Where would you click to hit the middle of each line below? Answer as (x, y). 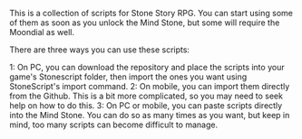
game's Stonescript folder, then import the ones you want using (128, 77)
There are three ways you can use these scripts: (100, 50)
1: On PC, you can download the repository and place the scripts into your (147, 67)
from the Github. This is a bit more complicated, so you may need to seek (146, 96)
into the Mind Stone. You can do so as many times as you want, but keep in (150, 115)
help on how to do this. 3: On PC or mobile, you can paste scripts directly (146, 106)
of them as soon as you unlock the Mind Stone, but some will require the (145, 23)
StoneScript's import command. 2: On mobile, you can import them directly (150, 86)
